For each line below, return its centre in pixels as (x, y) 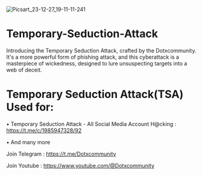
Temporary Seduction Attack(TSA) (95, 94)
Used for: (30, 107)
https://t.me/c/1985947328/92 (44, 130)
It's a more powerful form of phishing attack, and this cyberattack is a (93, 57)
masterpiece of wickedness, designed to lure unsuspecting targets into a (97, 63)
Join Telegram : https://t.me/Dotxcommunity (61, 154)
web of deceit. (24, 70)
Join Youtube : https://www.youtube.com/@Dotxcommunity (80, 165)
